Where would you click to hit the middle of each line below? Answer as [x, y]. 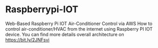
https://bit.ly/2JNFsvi [27, 40]
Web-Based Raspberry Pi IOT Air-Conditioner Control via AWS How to [79, 23]
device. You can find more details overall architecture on [65, 34]
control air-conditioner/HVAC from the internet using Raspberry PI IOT [79, 29]
